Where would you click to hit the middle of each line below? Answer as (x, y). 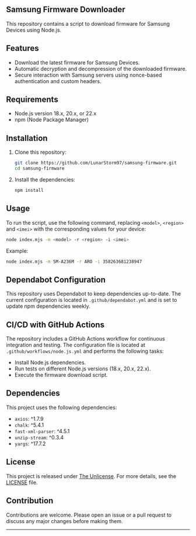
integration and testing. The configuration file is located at (76, 345)
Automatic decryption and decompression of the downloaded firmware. (101, 68)
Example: (17, 250)
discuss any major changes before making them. (65, 521)
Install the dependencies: (45, 180)
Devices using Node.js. (34, 30)
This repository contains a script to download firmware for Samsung (88, 23)
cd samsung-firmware (39, 169)
